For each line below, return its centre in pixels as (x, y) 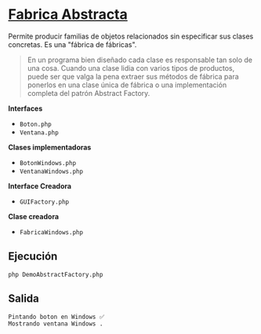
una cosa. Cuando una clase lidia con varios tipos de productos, (131, 68)
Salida (24, 299)
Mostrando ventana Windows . (56, 324)
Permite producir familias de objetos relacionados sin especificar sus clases (131, 36)
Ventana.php (39, 132)
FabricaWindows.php (51, 232)
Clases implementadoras (50, 147)
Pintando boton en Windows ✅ (56, 317)
